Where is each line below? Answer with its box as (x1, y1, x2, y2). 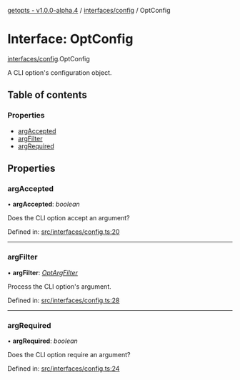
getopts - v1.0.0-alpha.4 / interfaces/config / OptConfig (7, 6, 171, 14)
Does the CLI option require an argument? (7, 350, 131, 359)
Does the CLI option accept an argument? (7, 214, 130, 222)
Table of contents (7, 89, 87, 101)
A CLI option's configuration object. (7, 68, 112, 77)
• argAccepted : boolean (7, 200, 80, 209)
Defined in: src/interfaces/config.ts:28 (7, 296, 120, 304)
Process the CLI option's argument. (7, 282, 112, 291)
